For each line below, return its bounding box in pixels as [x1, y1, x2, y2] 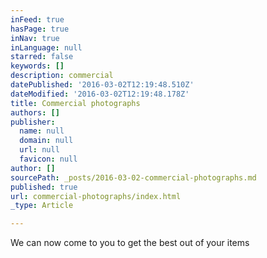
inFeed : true [10, 14, 65, 25]
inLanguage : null [10, 42, 83, 53]
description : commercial [10, 71, 114, 81]
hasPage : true [10, 24, 70, 34]
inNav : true [10, 33, 60, 43]
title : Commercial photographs [10, 98, 141, 108]
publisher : [10, 117, 56, 127]
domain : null [19, 136, 74, 146]
